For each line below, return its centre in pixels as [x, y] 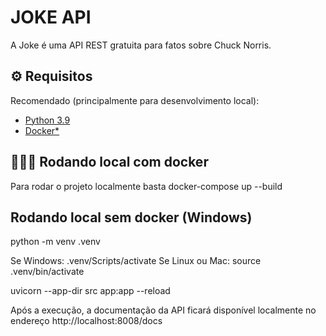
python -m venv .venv [55, 242]
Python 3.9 [47, 120]
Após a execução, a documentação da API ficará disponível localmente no [163, 310]
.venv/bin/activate [47, 272]
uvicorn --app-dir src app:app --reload [90, 291]
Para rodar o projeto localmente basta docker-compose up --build [146, 186]
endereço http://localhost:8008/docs [86, 321]
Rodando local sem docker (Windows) [131, 217]
